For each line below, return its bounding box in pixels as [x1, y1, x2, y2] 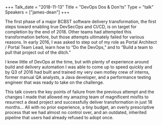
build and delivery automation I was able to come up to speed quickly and [5, 64, 153, 70]
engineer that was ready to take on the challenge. [5, 79, 104, 85]
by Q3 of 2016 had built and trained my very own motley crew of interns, [5, 69, 150, 75]
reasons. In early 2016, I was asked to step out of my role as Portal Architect [5, 39, 157, 45]
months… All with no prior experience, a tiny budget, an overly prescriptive [5, 104, 154, 110]
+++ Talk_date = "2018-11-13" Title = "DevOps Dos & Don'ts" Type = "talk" [5, 4, 154, 10]
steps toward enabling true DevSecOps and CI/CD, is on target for [5, 24, 137, 30]
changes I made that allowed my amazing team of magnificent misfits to [5, 94, 149, 100]
